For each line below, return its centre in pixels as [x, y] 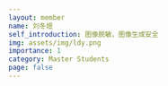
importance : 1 [35, 51]
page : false [31, 68]
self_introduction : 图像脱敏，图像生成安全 [84, 34]
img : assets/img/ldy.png [55, 43]
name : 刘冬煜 [31, 26]
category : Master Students [59, 59]
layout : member [37, 17]
